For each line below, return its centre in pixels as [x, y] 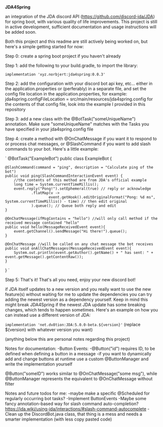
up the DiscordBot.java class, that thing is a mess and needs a [80, 414]
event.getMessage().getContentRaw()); [44, 257]
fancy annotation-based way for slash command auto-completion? [72, 404]
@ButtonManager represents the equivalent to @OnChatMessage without [79, 379]
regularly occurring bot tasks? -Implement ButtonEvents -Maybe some [76, 398]
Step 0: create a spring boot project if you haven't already [63, 56]
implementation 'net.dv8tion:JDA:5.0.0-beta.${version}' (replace [73, 324]
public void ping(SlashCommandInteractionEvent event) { [64, 176]
